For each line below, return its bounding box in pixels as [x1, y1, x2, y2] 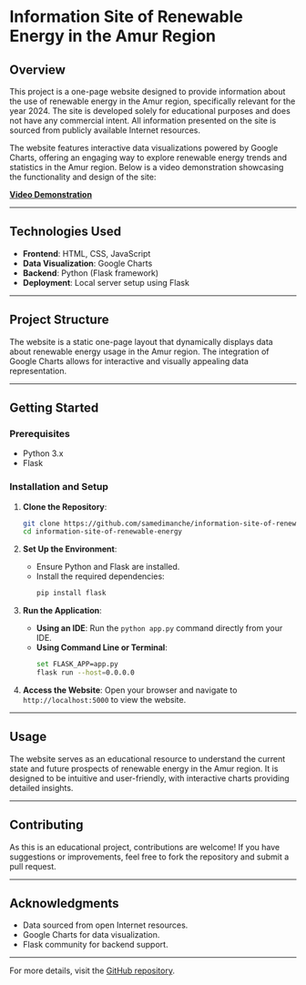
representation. [9, 365, 66, 376]
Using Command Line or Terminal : [36, 642, 168, 653]
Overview [9, 62, 66, 77]
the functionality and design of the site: [9, 171, 157, 182]
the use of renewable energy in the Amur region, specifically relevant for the [9, 96, 296, 107]
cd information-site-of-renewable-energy [22, 527, 182, 536]
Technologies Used [9, 224, 121, 239]
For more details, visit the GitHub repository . [9, 965, 176, 976]
